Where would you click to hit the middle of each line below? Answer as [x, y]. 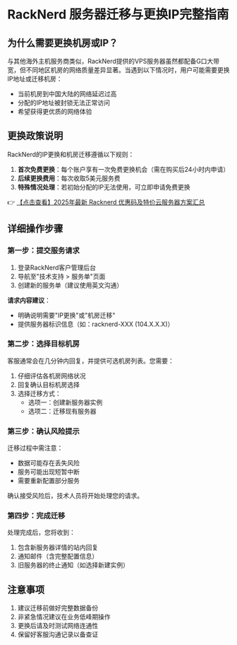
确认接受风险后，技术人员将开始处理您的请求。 [75, 496]
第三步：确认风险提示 [43, 431]
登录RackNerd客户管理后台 [57, 267]
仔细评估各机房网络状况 [51, 376]
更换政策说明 [35, 136]
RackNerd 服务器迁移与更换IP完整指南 [118, 14]
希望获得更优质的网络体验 [55, 111]
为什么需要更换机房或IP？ [63, 43]
